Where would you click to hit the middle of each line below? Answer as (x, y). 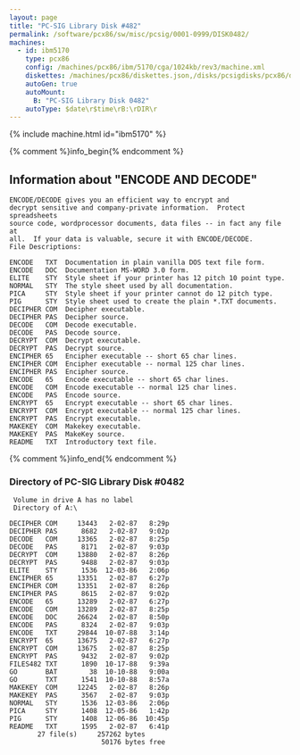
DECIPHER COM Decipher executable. (77, 310)
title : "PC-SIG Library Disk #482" (75, 26)
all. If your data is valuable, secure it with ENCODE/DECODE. (131, 239)
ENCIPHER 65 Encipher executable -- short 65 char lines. (124, 357)
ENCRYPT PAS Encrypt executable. (75, 419)
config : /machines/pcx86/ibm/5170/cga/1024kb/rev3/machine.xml (146, 68)
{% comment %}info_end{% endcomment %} (93, 459)
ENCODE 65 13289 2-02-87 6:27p (89, 602)
